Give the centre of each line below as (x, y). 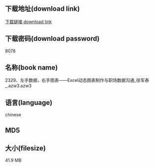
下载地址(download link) (43, 9)
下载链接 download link (29, 22)
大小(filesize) (25, 149)
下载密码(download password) (52, 39)
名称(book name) (31, 68)
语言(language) (29, 102)
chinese (13, 115)
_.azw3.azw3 (18, 86)
